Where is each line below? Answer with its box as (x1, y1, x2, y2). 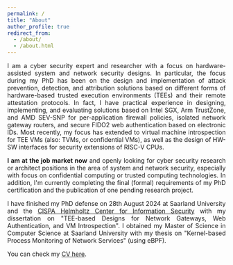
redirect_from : (7, 29, 51, 37)
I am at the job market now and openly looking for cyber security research (7, 156, 226, 164)
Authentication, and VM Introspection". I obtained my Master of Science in (7, 222, 226, 230)
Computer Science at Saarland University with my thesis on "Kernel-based (7, 229, 226, 237)
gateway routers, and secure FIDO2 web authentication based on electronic (7, 121, 226, 129)
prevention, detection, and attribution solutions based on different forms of (7, 84, 226, 92)
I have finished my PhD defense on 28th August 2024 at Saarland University (7, 200, 226, 207)
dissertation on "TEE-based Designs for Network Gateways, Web (7, 214, 226, 223)
